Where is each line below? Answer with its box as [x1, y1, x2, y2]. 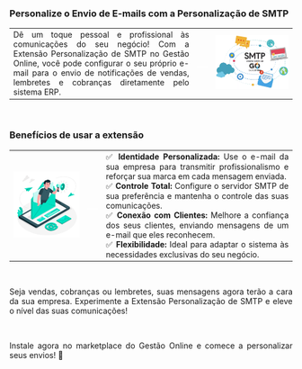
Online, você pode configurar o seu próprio [13, 58, 177, 69]
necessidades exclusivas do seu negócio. [105, 248, 260, 259]
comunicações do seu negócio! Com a [13, 39, 190, 49]
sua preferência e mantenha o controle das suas [105, 190, 289, 201]
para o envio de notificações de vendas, [31, 67, 190, 78]
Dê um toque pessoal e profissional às [13, 30, 190, 40]
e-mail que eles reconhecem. [105, 229, 216, 240]
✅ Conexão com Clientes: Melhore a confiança [105, 210, 289, 220]
